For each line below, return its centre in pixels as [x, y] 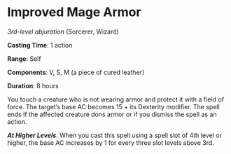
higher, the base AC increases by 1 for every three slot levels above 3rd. [111, 142]
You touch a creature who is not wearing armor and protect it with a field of [115, 99]
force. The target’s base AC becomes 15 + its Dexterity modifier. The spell [114, 106]
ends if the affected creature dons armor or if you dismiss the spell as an [112, 114]
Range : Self [24, 58]
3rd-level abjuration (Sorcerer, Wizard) [63, 31]
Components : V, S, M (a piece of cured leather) [76, 72]
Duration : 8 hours [33, 85]
